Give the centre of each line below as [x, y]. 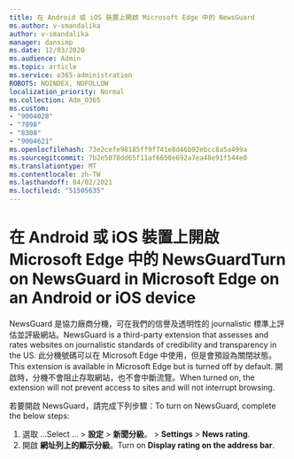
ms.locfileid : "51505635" [57, 191]
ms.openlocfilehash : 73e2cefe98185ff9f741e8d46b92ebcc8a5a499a [128, 149]
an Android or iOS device [103, 298]
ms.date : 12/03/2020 [47, 51]
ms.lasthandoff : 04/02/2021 [61, 183]
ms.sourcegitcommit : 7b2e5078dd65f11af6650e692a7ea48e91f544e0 [128, 158]
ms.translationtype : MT [53, 166]
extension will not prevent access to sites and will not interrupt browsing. [142, 387]
